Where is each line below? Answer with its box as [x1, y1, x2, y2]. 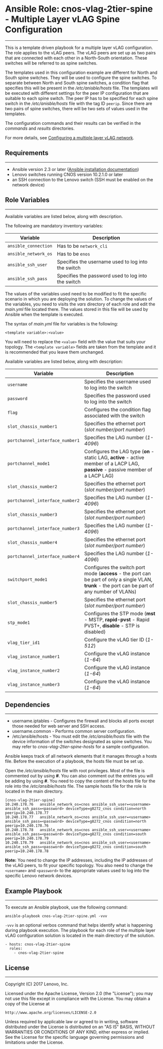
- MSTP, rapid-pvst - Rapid [84, 616, 150, 623]
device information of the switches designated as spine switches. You [12, 739, 152, 744]
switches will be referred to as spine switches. [5, 60, 98, 66]
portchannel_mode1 [7, 460, 50, 466]
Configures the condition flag [84, 406, 151, 413]
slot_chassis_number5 [7, 600, 57, 605]
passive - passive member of [84, 466, 153, 473]
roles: [9, 946, 23, 951]
